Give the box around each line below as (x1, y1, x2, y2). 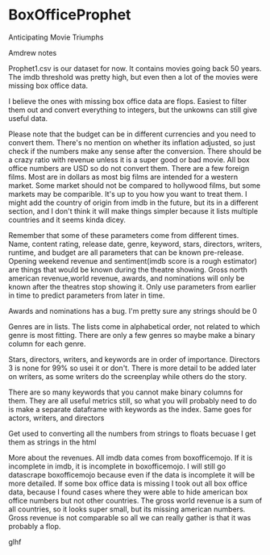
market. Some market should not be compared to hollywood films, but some (8, 180, 260, 190)
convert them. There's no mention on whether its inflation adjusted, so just (8, 137, 255, 147)
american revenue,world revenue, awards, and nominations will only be (8, 273, 245, 283)
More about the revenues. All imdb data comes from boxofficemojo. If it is (8, 453, 253, 462)
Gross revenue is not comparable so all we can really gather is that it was (8, 512, 251, 522)
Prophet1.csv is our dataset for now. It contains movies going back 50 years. (8, 63, 262, 73)
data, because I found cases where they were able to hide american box (8, 486, 248, 497)
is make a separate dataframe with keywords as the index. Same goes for (8, 404, 252, 414)
